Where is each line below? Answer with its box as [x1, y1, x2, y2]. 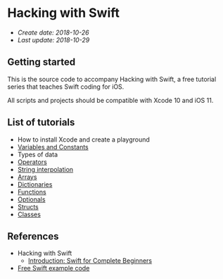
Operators [17, 157, 47, 166]
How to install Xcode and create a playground [17, 135, 150, 144]
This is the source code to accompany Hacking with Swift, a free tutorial [7, 75, 217, 83]
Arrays [17, 173, 37, 181]
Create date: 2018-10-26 [17, 28, 89, 37]
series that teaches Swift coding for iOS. [7, 82, 125, 91]
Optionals [17, 195, 46, 204]
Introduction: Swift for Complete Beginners [27, 256, 153, 265]
